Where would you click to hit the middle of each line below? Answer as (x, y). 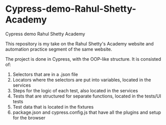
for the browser (29, 117)
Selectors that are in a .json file (45, 74)
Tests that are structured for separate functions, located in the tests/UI (87, 96)
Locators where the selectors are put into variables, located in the (82, 80)
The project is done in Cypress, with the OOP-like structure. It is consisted (83, 59)
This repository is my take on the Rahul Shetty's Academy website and (80, 43)
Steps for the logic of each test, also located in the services (75, 90)
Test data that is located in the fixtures (53, 107)
